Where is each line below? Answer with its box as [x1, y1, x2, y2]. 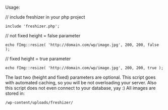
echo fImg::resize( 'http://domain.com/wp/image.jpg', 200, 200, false [5, 42, 159, 47]
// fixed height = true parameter [5, 56, 71, 62]
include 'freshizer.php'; [5, 24, 60, 29]
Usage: [5, 5, 20, 10]
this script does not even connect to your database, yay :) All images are [5, 85, 156, 91]
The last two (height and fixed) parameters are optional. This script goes [5, 74, 156, 80]
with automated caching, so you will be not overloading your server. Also [5, 80, 157, 85]
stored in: [5, 90, 25, 96]
